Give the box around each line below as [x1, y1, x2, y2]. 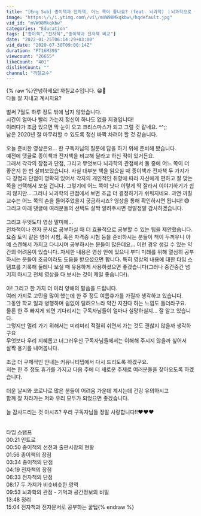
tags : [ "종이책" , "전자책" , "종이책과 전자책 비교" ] [6, 31, 117, 37]
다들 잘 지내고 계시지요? [6, 95, 62, 102]
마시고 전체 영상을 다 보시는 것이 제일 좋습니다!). [17, 271, 130, 278]
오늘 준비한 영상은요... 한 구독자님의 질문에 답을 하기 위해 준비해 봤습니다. [6, 145, 176, 152]
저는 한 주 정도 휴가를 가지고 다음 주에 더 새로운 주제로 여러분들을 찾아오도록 [6, 366, 184, 373]
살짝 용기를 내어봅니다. [6, 345, 59, 352]
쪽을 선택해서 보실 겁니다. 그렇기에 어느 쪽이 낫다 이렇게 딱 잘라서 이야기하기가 [6, 182, 188, 189]
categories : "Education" [6, 25, 68, 32]
